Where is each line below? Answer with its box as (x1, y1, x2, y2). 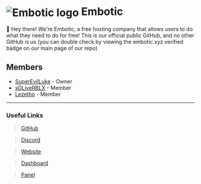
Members (6, 62, 43, 72)
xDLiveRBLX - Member (14, 85, 72, 92)
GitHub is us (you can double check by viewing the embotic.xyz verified (6, 38, 184, 46)
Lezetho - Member (14, 91, 62, 98)
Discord (20, 137, 41, 144)
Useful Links (6, 111, 44, 120)
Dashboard (20, 159, 49, 167)
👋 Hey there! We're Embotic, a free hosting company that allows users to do (6, 26, 193, 33)
